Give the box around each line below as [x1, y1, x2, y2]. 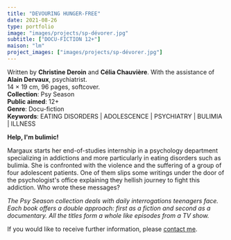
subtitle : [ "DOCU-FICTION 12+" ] [7, 36, 101, 43]
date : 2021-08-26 [7, 17, 58, 24]
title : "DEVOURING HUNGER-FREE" [7, 10, 101, 17]
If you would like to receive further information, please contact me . [7, 225, 198, 233]
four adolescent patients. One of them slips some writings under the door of [7, 168, 225, 177]
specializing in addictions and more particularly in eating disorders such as [7, 153, 221, 162]
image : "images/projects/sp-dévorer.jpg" [7, 29, 129, 37]
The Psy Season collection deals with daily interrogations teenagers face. [7, 196, 219, 205]
